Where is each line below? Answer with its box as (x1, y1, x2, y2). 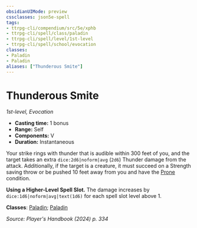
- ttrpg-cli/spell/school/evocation (6, 42, 96, 48)
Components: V (14, 132, 54, 139)
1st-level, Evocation (6, 108, 54, 115)
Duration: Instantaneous (14, 138, 75, 146)
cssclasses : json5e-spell (6, 14, 70, 20)
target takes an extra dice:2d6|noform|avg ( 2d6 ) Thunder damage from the (6, 156, 187, 163)
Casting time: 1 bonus (14, 120, 69, 127)
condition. (6, 175, 31, 182)
